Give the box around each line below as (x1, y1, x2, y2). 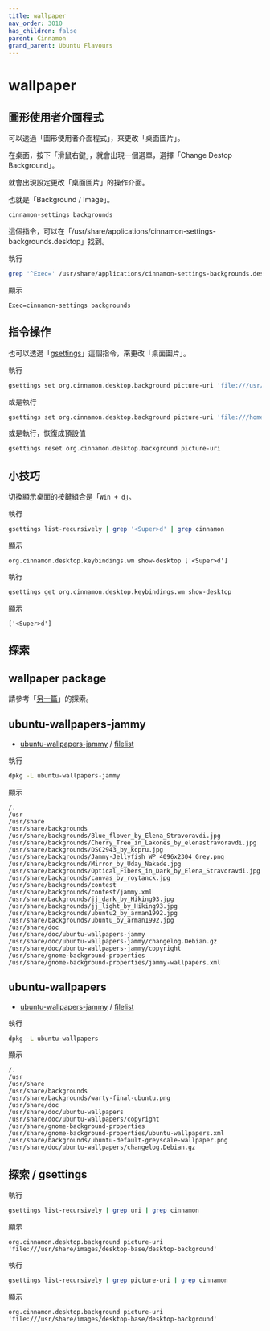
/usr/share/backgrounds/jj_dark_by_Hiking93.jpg (8, 895, 174, 903)
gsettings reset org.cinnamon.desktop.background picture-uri (8, 445, 221, 453)
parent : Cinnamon (8, 34, 67, 43)
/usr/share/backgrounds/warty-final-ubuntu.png (8, 1094, 171, 1102)
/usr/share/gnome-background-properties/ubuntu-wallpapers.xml (8, 1130, 225, 1138)
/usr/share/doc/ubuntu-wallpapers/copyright (8, 1115, 160, 1124)
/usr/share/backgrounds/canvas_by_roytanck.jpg (8, 873, 171, 882)
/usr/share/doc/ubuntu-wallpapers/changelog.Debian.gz (8, 1143, 196, 1152)
